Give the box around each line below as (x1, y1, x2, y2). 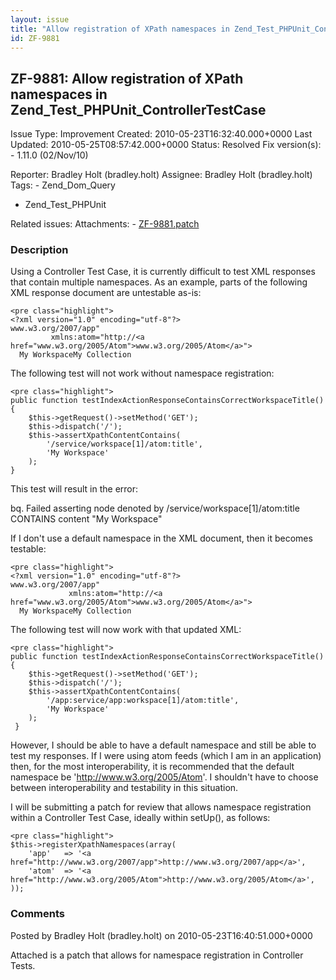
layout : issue (10, 14, 70, 25)
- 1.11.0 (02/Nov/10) (10, 149, 89, 161)
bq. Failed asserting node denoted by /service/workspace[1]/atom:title (10, 502, 300, 515)
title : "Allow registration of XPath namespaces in (10, 24, 230, 34)
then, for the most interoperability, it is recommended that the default (10, 761, 295, 773)
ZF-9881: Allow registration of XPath (10, 70, 244, 87)
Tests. (10, 959, 36, 971)
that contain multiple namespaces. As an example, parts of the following (10, 276, 308, 288)
